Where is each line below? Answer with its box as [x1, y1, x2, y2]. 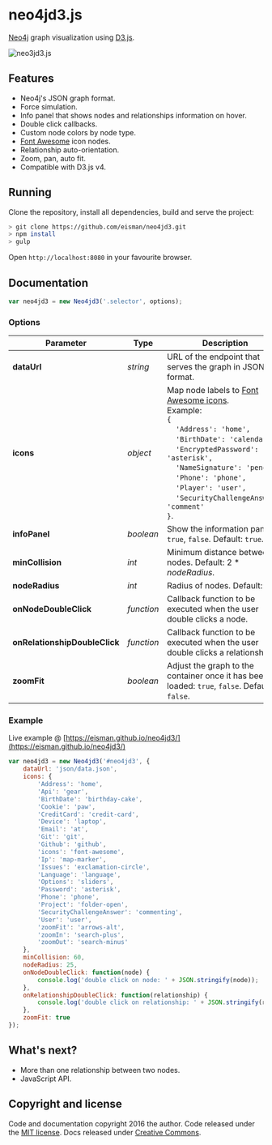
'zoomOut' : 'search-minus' [37, 938, 129, 946]
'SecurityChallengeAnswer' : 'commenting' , [37, 908, 183, 916]
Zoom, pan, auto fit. [19, 153, 87, 163]
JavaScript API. [19, 1074, 72, 1083]
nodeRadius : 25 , [23, 961, 79, 969]
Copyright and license [8, 1097, 123, 1111]
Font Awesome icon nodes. [19, 136, 111, 146]
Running [8, 186, 53, 199]
